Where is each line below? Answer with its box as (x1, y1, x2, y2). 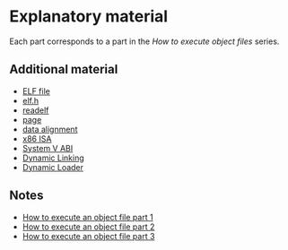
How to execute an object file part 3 (22, 230, 155, 241)
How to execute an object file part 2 (22, 221, 155, 232)
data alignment (22, 124, 78, 134)
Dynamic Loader (22, 161, 83, 172)
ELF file (22, 85, 51, 96)
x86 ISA (22, 133, 52, 144)
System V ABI (22, 142, 74, 153)
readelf (22, 105, 49, 116)
